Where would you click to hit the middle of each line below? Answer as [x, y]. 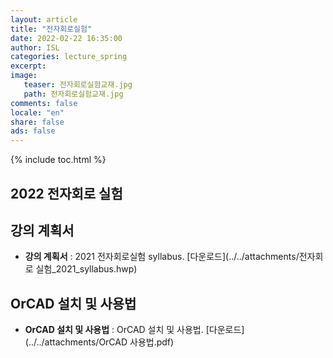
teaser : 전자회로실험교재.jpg [78, 85]
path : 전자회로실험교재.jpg [73, 94]
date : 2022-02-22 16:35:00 [66, 38]
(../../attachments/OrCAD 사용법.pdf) [99, 342]
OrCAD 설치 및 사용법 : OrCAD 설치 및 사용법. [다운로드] [134, 330]
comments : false [44, 103]
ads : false [33, 131]
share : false [37, 122]
